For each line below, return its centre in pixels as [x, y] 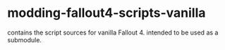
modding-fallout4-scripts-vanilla [107, 13]
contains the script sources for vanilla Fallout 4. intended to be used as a [113, 32]
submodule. [25, 39]
